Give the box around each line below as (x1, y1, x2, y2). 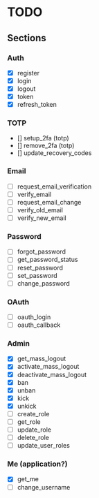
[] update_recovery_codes (17, 149, 92, 157)
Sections (7, 32, 46, 44)
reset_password (17, 263, 64, 272)
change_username (17, 483, 71, 491)
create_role (17, 409, 50, 418)
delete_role (17, 434, 50, 442)
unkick (17, 402, 37, 410)
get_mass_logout (17, 354, 66, 363)
